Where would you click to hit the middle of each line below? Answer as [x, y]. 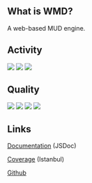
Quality [23, 90]
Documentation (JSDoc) [42, 146]
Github [17, 173]
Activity [25, 50]
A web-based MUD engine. [46, 28]
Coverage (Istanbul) [36, 159]
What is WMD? [40, 11]
